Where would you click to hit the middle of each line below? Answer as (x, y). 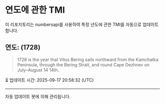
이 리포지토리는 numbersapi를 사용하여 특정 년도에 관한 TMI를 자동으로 (73, 24)
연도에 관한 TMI (35, 10)
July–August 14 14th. (38, 70)
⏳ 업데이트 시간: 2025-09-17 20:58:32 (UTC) (50, 80)
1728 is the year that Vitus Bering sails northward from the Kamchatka (88, 60)
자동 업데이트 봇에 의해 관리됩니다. (38, 96)
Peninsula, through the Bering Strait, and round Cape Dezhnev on (83, 64)
